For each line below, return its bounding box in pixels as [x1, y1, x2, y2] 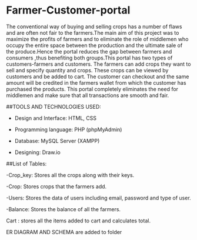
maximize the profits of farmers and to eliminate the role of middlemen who [6, 35, 189, 42]
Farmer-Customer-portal [6, 4, 131, 17]
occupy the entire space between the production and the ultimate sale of [6, 42, 183, 49]
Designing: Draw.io [14, 148, 61, 156]
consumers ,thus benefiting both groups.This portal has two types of [6, 54, 173, 61]
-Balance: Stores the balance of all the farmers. [6, 205, 121, 212]
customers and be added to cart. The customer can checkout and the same [6, 73, 189, 80]
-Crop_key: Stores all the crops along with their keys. [6, 171, 135, 178]
